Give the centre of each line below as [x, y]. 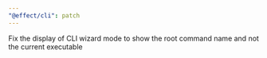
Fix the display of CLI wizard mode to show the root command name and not [133, 38]
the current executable [45, 46]
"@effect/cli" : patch [44, 15]
